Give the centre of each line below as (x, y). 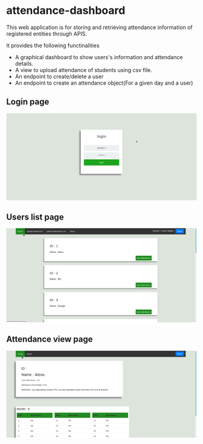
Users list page (35, 217)
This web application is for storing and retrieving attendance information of (100, 27)
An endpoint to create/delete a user (59, 76)
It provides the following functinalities (53, 45)
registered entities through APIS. (47, 33)
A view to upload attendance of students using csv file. (83, 70)
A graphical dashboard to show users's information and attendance (99, 57)
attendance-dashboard (66, 11)
